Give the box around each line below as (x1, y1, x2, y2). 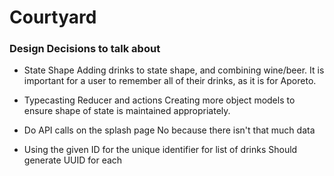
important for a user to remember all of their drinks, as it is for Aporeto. (23, 75, 317, 87)
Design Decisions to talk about (9, 42, 161, 56)
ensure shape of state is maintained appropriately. (23, 105, 231, 117)
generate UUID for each (23, 154, 123, 166)
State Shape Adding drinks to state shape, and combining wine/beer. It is (23, 64, 325, 76)
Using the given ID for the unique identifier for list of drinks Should (23, 144, 298, 156)
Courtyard (9, 6, 97, 29)
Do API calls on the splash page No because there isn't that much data (23, 124, 316, 136)
